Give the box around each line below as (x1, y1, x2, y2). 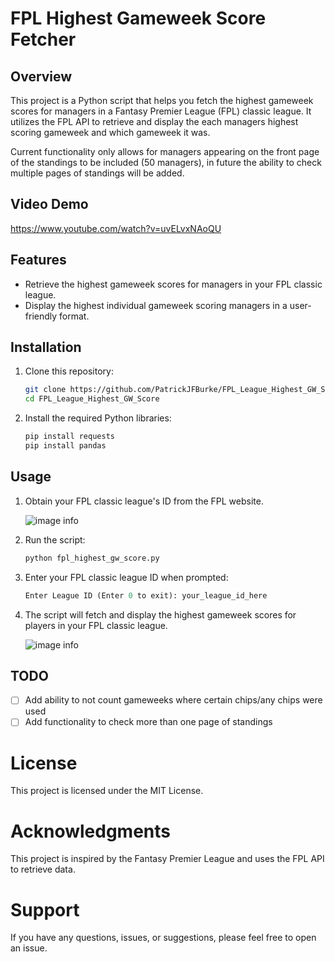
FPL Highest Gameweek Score (10, 7, 267, 30)
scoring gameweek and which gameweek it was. (10, 127, 211, 138)
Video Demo (10, 196, 89, 213)
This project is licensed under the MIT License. (10, 785, 204, 797)
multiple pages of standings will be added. (10, 167, 185, 179)
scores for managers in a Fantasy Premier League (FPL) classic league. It (10, 105, 312, 117)
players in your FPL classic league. (24, 619, 168, 631)
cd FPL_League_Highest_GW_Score (24, 394, 160, 404)
